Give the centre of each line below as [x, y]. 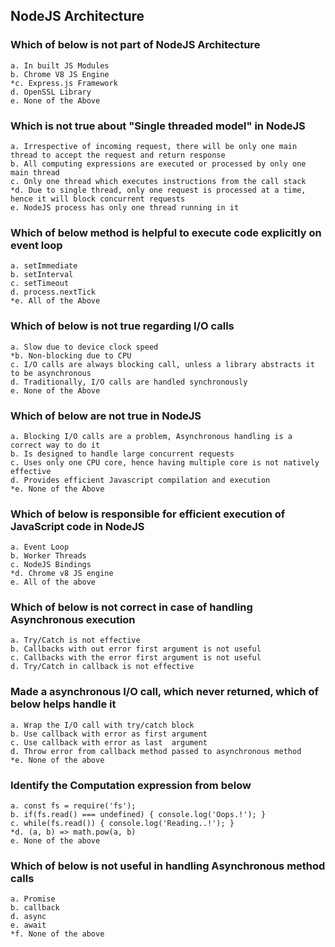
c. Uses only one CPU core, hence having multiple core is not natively [165, 462]
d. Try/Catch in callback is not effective [102, 667]
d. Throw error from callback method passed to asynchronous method [156, 751]
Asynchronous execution [73, 620]
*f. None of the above [57, 934]
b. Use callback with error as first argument [109, 734]
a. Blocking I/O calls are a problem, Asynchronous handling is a [151, 436]
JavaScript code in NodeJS [77, 526]
